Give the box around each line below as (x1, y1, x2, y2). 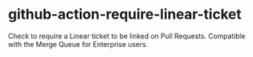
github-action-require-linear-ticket (8, 5, 242, 23)
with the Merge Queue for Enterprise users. (8, 39, 149, 48)
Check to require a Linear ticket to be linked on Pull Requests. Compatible (8, 31, 246, 41)
